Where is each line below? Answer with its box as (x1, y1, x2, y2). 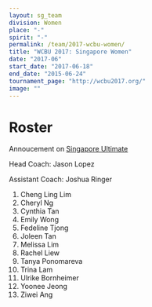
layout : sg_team (9, 11, 62, 20)
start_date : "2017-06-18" (9, 63, 93, 71)
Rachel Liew (20, 248, 60, 258)
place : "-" (9, 26, 45, 34)
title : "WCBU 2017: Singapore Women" (9, 48, 132, 56)
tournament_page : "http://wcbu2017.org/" (9, 77, 147, 85)
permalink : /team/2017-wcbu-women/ (9, 41, 125, 49)
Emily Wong (20, 215, 60, 225)
